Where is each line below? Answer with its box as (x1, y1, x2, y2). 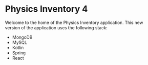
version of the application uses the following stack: (5, 24, 107, 30)
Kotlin (12, 44, 24, 50)
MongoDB (12, 34, 33, 40)
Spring (12, 50, 26, 56)
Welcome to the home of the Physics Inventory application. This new (5, 20, 143, 25)
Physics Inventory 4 (5, 3, 88, 15)
